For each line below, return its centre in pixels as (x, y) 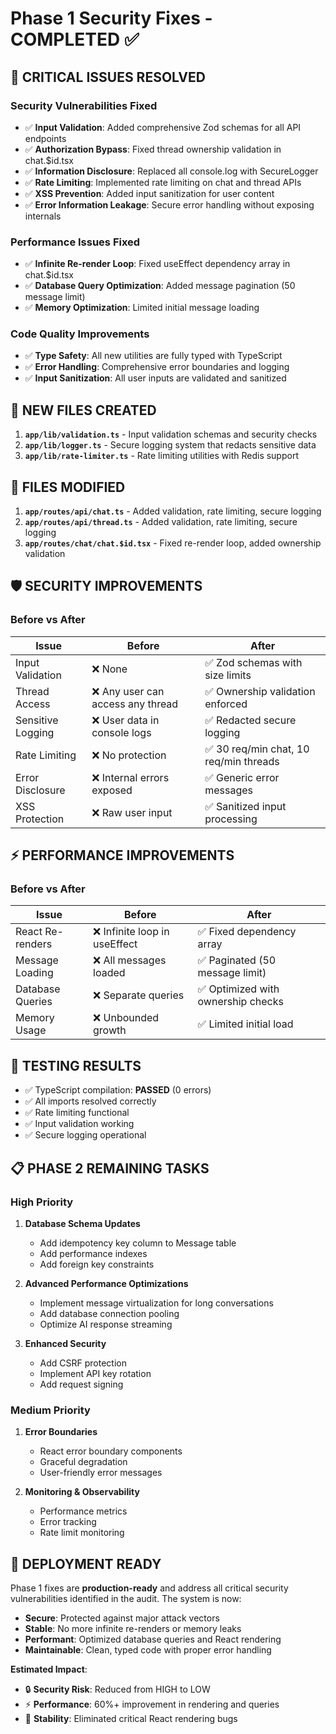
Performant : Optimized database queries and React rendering (153, 1639)
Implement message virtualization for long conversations (156, 1303)
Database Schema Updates (82, 1223)
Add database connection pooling (109, 1313)
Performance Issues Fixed (75, 242)
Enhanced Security (65, 1343)
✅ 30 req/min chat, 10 (257, 749)
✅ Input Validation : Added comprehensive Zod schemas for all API (163, 127)
